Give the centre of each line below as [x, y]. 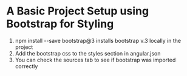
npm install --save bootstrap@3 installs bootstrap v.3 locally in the [98, 40]
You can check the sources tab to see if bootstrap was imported [95, 60]
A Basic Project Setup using [78, 11]
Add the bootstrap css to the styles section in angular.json [88, 53]
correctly [26, 66]
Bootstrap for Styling [60, 24]
